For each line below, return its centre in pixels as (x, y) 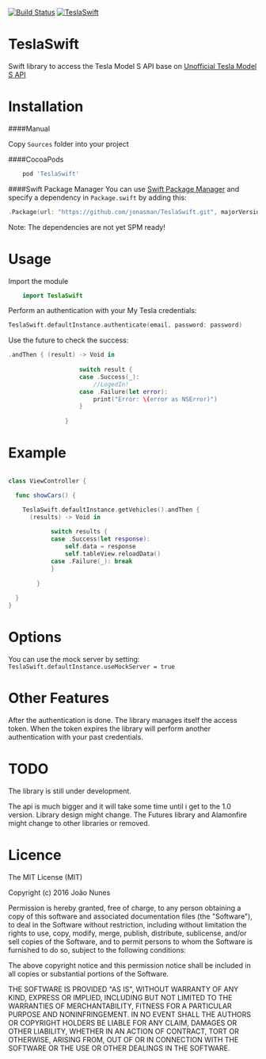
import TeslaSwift (53, 296)
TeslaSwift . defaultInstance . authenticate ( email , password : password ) (125, 325)
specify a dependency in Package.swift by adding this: (98, 197)
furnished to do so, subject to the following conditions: (97, 950)
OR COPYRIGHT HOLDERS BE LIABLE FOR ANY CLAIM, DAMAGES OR (123, 1023)
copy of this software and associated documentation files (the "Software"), (131, 916)
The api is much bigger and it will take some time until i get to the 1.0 (120, 806)
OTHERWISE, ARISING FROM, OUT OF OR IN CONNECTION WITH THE (123, 1039)
